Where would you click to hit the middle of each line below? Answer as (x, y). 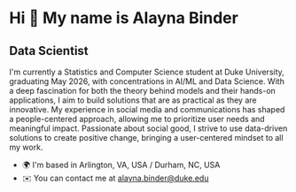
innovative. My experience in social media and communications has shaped (147, 109)
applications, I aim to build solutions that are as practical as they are (133, 100)
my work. (26, 147)
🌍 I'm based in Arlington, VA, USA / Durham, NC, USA (121, 165)
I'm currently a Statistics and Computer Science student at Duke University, (147, 72)
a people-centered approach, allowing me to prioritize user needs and (137, 119)
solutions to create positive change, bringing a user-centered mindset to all (146, 138)
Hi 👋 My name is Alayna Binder (124, 18)
